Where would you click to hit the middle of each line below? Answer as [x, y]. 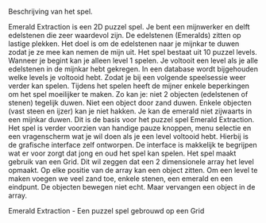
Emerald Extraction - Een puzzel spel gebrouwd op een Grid [106, 211]
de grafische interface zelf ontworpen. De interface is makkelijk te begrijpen [133, 145]
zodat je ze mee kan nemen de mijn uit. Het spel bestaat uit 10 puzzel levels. [133, 52]
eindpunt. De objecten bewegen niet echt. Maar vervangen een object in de [132, 187]
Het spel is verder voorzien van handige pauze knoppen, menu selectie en [130, 128]
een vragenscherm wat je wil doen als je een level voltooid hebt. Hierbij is [128, 136]
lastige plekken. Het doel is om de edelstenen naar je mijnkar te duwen [124, 44]
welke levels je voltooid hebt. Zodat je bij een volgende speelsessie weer [127, 77]
